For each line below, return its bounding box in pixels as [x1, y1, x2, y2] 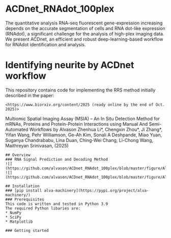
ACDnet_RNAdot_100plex [5, 3, 115, 15]
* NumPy [5, 210, 22, 215]
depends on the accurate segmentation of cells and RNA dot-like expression [5, 25, 165, 31]
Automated [5, 126, 29, 132]
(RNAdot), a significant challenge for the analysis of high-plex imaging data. [5, 31, 164, 37]
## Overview [5, 152, 31, 158]
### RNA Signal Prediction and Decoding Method [5, 157, 108, 162]
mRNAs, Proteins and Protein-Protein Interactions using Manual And [5, 121, 148, 127]
